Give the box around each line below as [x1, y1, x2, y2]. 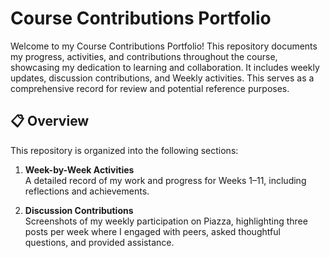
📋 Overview [10, 113, 90, 130]
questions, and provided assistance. [24, 236, 175, 248]
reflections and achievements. [24, 185, 150, 197]
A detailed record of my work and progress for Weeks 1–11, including [24, 174, 307, 186]
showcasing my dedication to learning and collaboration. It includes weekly [10, 61, 320, 73]
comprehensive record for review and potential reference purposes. [10, 82, 290, 94]
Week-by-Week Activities [24, 163, 135, 176]
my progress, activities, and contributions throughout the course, [10, 50, 278, 62]
